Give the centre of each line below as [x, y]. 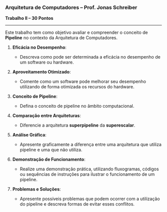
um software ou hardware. [47, 62]
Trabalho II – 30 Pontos [29, 18]
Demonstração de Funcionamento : [49, 159]
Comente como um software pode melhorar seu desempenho [83, 81]
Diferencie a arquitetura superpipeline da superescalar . [78, 125]
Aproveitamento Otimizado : [42, 72]
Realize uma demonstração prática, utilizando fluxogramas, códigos [89, 169]
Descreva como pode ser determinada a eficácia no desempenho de [90, 57]
